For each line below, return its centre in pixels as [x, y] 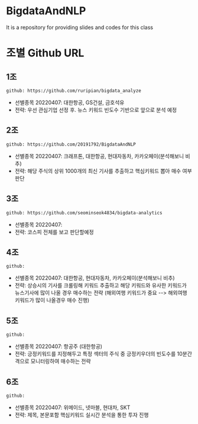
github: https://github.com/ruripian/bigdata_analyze [74, 91]
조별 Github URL [45, 53]
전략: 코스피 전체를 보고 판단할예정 [54, 232]
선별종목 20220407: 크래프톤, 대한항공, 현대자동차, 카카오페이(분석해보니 [99, 156]
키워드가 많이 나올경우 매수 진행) [52, 300]
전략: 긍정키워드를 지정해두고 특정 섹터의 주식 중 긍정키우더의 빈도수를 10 [99, 354]
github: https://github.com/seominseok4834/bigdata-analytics [84, 213]
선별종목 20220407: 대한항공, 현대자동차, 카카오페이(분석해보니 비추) [95, 278]
